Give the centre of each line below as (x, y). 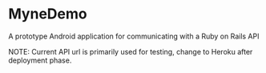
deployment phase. (40, 60)
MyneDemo (48, 14)
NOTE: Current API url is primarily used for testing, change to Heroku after (131, 51)
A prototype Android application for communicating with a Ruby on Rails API (134, 36)
